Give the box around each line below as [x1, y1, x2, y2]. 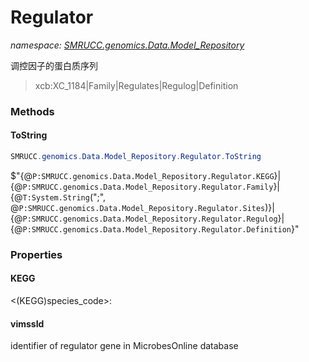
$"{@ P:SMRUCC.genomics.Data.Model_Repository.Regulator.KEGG [10, 169, 275, 181]
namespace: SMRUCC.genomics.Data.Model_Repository [10, 39, 245, 51]
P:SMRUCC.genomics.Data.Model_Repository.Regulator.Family [22, 182, 274, 192]
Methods [10, 104, 55, 118]
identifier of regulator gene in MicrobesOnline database [10, 340, 239, 352]
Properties [10, 247, 63, 261]
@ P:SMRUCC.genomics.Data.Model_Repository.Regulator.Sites [10, 201, 266, 213]
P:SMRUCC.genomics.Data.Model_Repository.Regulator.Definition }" [22, 222, 300, 235]
